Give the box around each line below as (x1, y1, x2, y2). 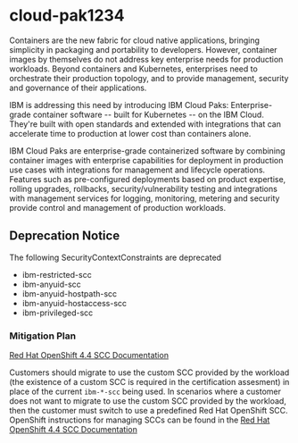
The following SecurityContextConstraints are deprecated (9, 252, 221, 263)
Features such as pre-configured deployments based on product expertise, (9, 173, 286, 184)
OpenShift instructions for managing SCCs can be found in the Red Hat (9, 414, 270, 425)
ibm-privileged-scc (21, 307, 94, 318)
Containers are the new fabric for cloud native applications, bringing (9, 35, 261, 46)
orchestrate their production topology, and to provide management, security (9, 72, 289, 83)
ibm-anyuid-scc (21, 279, 82, 289)
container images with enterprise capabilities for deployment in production (9, 155, 284, 165)
